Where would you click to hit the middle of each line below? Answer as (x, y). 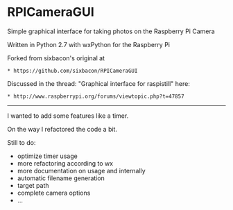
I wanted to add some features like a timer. (68, 116)
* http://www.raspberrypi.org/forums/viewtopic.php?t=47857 (96, 96)
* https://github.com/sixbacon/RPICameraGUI (72, 71)
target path (33, 185)
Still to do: (21, 142)
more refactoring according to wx (65, 163)
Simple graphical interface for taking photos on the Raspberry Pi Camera (111, 31)
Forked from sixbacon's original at (56, 58)
